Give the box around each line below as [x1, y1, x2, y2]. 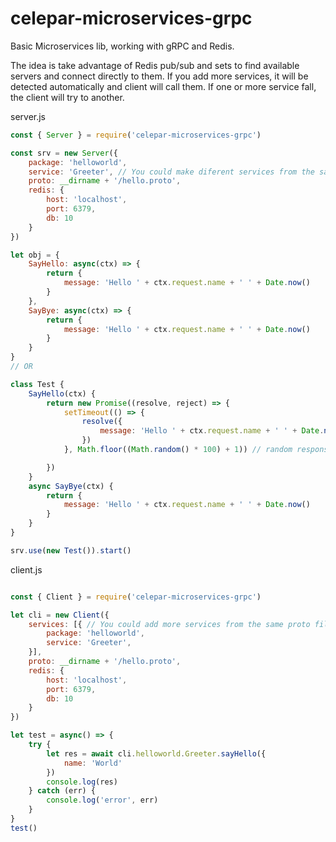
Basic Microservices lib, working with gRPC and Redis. [10, 40, 235, 52]
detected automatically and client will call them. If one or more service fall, [10, 80, 317, 92]
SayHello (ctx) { [28, 388, 97, 399]
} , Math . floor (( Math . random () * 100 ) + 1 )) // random [63, 445, 293, 455]
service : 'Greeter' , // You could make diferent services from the [28, 167, 315, 177]
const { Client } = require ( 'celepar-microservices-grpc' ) [10, 592, 262, 602]
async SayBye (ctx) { [28, 481, 114, 491]
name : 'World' [63, 758, 123, 768]
